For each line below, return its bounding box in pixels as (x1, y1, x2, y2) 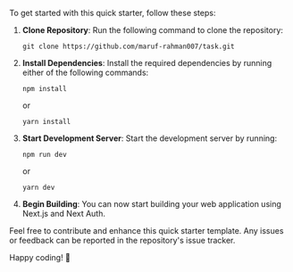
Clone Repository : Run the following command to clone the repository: (21, 25, 284, 35)
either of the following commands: (21, 67, 149, 78)
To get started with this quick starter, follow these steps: (9, 8, 216, 18)
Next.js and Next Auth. (21, 209, 105, 218)
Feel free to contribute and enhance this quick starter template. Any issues (9, 226, 284, 235)
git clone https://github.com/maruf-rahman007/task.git (21, 42, 235, 51)
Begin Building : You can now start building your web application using (21, 199, 281, 209)
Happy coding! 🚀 (9, 252, 71, 262)
